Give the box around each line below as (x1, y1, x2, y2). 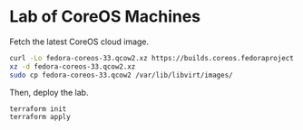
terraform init (9, 104, 67, 114)
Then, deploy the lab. (9, 87, 89, 97)
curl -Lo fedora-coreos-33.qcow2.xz (9, 53, 148, 62)
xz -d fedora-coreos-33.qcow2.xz (9, 61, 136, 71)
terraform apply (9, 113, 71, 122)
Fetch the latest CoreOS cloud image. (9, 36, 150, 47)
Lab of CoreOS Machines (9, 6, 201, 27)
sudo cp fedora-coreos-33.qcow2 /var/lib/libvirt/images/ (9, 70, 233, 79)
